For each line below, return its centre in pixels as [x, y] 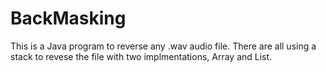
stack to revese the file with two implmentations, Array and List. [141, 56]
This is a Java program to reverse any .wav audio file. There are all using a [163, 46]
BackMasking [68, 18]
